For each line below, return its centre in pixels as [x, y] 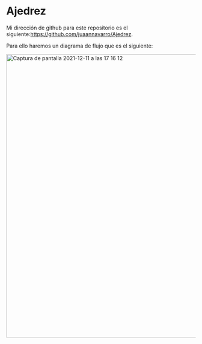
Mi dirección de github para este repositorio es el [67, 28]
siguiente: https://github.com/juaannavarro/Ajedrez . [70, 34]
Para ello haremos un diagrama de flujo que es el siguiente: [80, 46]
